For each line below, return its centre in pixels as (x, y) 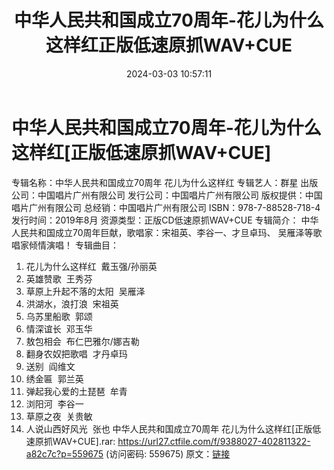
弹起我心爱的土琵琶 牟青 (76, 391)
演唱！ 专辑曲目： (82, 245)
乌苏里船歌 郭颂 (59, 316)
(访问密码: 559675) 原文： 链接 (168, 453)
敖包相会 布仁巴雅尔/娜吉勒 (82, 341)
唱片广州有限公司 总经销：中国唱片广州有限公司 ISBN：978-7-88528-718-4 (166, 207)
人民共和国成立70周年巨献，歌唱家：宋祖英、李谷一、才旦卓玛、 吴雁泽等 (162, 232)
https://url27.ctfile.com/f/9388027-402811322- (214, 441)
